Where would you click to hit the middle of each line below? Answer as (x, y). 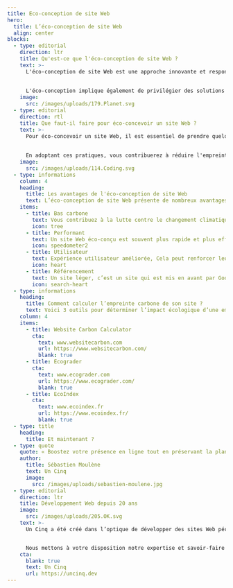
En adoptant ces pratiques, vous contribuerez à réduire (110, 156)
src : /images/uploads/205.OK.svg (74, 517)
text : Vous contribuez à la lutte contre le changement (114, 220)
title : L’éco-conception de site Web (68, 26)
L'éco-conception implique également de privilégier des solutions (125, 91)
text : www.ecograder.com (74, 374)
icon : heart (50, 265)
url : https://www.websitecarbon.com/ (93, 349)
